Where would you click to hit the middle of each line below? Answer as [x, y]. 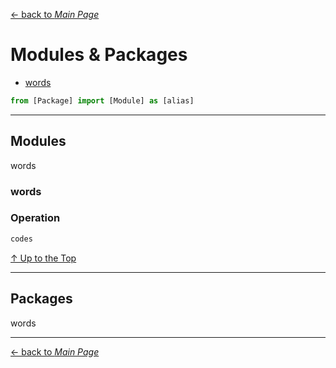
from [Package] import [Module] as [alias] [102, 100]
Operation [35, 218]
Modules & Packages [99, 55]
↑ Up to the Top [43, 258]
